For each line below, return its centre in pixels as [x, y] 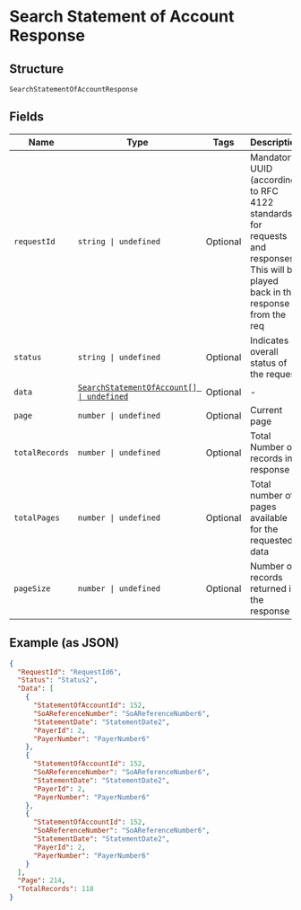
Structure [37, 69]
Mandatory [273, 157]
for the [264, 529]
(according [273, 180]
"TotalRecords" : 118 [56, 889]
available [269, 517]
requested [272, 540]
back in [266, 292]
